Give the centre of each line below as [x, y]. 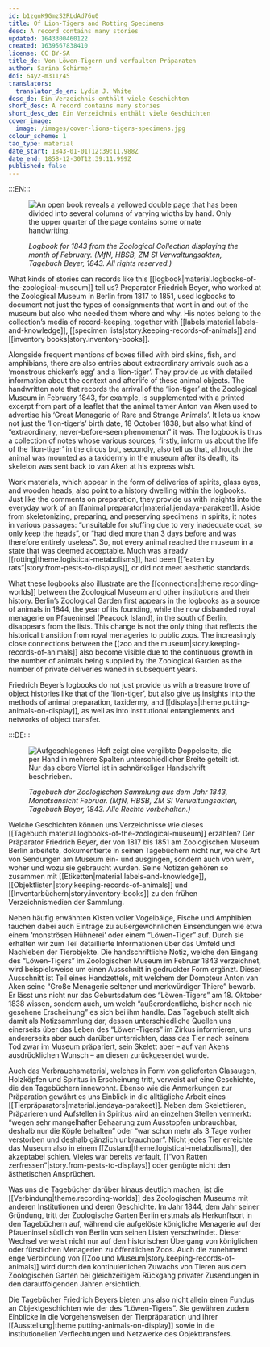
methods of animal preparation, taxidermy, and [86, 702]
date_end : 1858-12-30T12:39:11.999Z [70, 158]
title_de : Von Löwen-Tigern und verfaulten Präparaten [102, 61]
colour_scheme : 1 [37, 136]
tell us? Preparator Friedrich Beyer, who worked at [179, 288]
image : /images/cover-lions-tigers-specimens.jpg [100, 128]
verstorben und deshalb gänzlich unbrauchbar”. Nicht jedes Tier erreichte [131, 1139]
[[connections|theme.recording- [206, 583]
